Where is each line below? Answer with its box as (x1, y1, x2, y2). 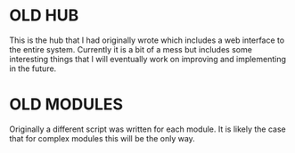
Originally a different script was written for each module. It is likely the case (9, 124, 287, 134)
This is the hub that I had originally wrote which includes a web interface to (9, 35, 285, 45)
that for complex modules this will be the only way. (9, 133, 196, 143)
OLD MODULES (9, 94, 123, 115)
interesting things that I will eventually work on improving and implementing (9, 53, 287, 64)
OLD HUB (9, 5, 79, 26)
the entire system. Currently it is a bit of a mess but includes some (9, 44, 252, 54)
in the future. (9, 63, 57, 74)
